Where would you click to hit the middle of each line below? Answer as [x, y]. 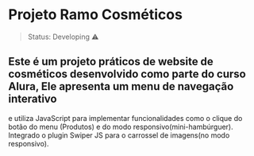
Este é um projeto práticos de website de [111, 62]
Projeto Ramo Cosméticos [95, 15]
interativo [33, 99]
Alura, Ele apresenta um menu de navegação [121, 86]
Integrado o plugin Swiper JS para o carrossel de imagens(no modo [119, 135]
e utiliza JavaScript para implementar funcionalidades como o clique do [125, 118]
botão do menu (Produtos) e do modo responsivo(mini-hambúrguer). [121, 127]
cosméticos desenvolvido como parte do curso [127, 74]
